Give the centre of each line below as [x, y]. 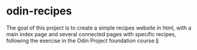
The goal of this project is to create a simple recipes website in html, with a [99, 28]
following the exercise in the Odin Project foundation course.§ [83, 40]
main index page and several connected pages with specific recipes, [91, 34]
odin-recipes [39, 11]
